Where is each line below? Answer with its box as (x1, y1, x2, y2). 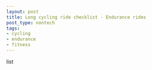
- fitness (6, 42, 31, 48)
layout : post (6, 8, 39, 15)
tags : (6, 25, 20, 31)
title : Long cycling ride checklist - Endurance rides (6, 14, 147, 20)
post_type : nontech (6, 20, 55, 26)
